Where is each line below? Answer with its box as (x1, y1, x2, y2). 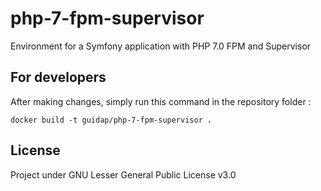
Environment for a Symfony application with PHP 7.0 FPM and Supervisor (10, 40, 312, 52)
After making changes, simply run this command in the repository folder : (10, 95, 312, 107)
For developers (10, 69, 107, 86)
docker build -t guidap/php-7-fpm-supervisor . (10, 115, 213, 125)
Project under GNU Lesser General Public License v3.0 (10, 168, 237, 181)
